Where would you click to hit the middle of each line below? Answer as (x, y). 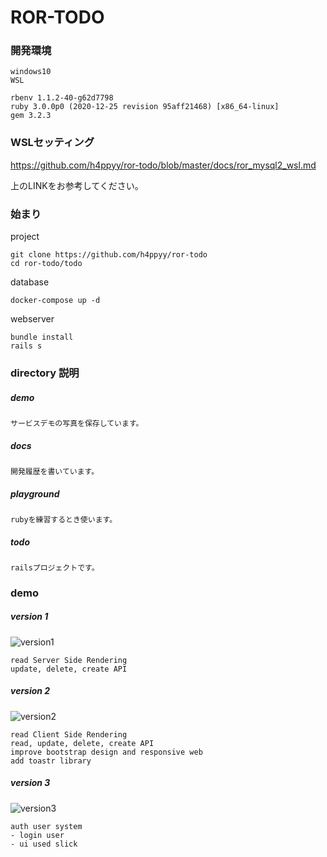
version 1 (29, 617)
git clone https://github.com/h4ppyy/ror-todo (109, 255)
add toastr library (51, 761)
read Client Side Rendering (69, 734)
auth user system (46, 826)
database (30, 282)
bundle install (42, 337)
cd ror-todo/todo (46, 264)
